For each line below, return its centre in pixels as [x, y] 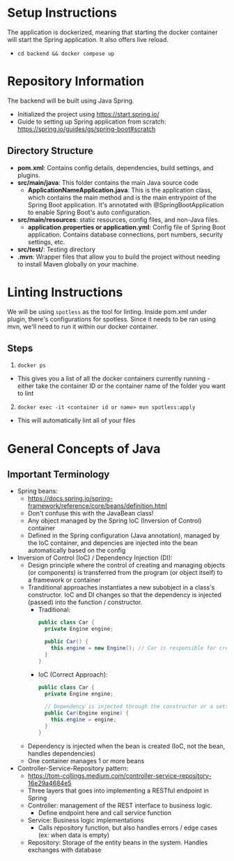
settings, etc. [46, 241]
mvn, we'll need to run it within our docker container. [83, 327]
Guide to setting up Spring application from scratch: [92, 121]
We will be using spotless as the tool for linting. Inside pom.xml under [107, 311]
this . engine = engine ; [84, 720]
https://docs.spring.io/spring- [70, 499]
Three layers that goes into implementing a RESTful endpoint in [118, 791]
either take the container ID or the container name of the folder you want [122, 386]
